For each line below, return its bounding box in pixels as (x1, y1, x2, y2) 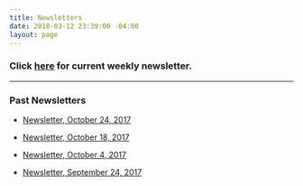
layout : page (9, 30, 59, 39)
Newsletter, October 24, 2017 (22, 114, 132, 125)
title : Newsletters (9, 13, 83, 23)
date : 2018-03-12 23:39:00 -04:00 (9, 22, 140, 31)
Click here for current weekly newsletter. (9, 60, 192, 72)
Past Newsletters (9, 94, 87, 107)
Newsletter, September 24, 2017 (22, 166, 142, 177)
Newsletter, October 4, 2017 (22, 149, 127, 160)
